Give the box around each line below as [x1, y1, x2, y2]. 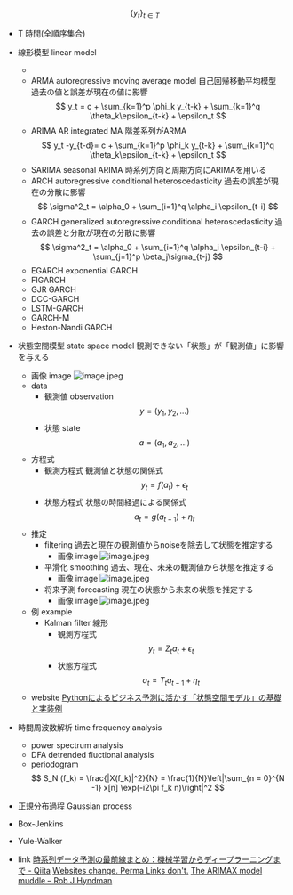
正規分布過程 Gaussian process [17, 801, 133, 811]
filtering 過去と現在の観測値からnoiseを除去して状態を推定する [44, 539, 273, 550]
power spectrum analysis [30, 739, 123, 751]
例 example [30, 606, 73, 617]
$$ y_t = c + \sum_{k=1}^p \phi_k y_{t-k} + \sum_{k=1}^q [55, 101, 261, 111]
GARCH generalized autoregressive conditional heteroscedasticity [30, 216, 273, 226]
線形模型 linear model [17, 46, 97, 57]
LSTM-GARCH [30, 303, 84, 313]
